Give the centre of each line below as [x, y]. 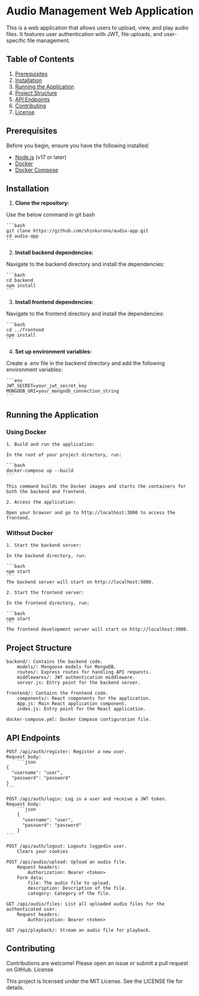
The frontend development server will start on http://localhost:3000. [97, 629]
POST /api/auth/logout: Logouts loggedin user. [67, 846]
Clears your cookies [43, 851]
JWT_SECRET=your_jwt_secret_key [46, 386]
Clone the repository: [42, 203]
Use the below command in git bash [51, 215]
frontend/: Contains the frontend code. [58, 693]
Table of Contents [40, 59]
